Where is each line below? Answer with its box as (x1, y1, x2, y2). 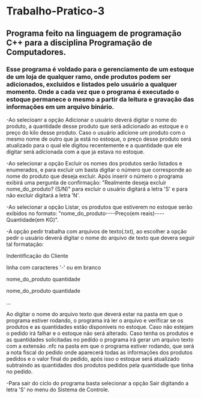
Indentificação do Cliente (6, 252, 68, 259)
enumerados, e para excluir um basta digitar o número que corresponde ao (6, 166, 192, 173)
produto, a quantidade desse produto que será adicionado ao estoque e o (6, 122, 189, 130)
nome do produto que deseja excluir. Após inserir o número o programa (6, 173, 183, 180)
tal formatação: (6, 240, 44, 248)
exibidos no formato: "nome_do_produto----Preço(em (6, 209, 140, 217)
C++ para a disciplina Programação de (6, 37, 152, 47)
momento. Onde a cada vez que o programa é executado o (6, 87, 179, 96)
